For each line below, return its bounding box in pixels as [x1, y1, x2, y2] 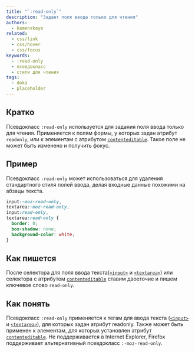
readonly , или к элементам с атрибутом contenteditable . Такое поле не [6, 135, 186, 142]
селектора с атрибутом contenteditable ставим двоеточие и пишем [6, 275, 178, 282]
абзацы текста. [6, 187, 44, 194]
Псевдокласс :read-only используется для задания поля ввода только [6, 123, 184, 130]
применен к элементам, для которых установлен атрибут [6, 327, 152, 334]
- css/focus [11, 47, 41, 53]
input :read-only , [6, 210, 49, 216]
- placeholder [11, 86, 46, 92]
